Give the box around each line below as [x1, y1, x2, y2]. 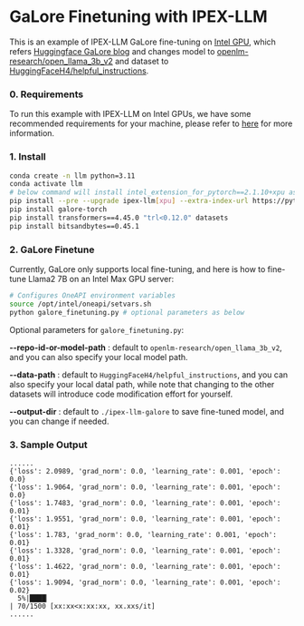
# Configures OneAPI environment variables [9, 290, 176, 300]
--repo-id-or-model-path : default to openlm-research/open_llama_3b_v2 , [9, 342, 282, 353]
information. [9, 128, 55, 139]
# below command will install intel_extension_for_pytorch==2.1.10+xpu [9, 188, 285, 197]
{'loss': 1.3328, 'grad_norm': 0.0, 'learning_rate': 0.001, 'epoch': [9, 546, 281, 555]
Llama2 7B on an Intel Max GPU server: [28, 273, 175, 284]
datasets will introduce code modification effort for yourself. [9, 388, 233, 399]
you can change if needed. [9, 416, 109, 426]
